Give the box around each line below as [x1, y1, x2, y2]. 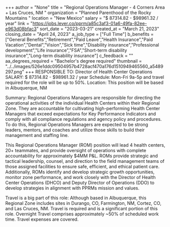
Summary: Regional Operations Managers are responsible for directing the [5, 95, 161, 101]
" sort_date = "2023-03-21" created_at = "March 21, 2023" [36, 26, 159, 32]
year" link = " [5, 20, 33, 26]
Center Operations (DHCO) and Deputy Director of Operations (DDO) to [5, 179, 155, 186]
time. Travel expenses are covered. [5, 216, 79, 222]
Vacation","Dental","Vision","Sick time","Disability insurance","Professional [5, 42, 159, 48]
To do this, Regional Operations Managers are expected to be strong [5, 121, 149, 127]
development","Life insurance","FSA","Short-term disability [5, 48, 127, 53]
